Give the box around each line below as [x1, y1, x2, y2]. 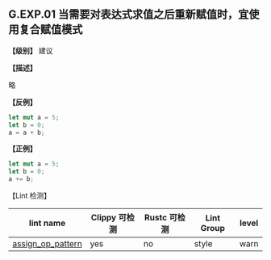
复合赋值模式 [19, 23, 83, 36]
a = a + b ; [8, 128, 45, 136]
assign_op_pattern [12, 238, 82, 250]
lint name [28, 217, 66, 229]
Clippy [90, 212, 117, 224]
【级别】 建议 [8, 45, 53, 55]
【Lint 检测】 [8, 191, 52, 200]
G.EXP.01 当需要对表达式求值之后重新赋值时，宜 [8, 7, 249, 22]
